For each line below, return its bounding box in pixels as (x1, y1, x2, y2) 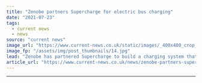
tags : (6, 20, 20, 26)
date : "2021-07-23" (6, 14, 55, 20)
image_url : (6, 43, 34, 49)
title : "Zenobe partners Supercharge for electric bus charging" (6, 8, 173, 15)
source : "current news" (6, 37, 66, 43)
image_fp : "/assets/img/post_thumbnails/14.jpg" (6, 48, 130, 54)
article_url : (6, 59, 39, 65)
